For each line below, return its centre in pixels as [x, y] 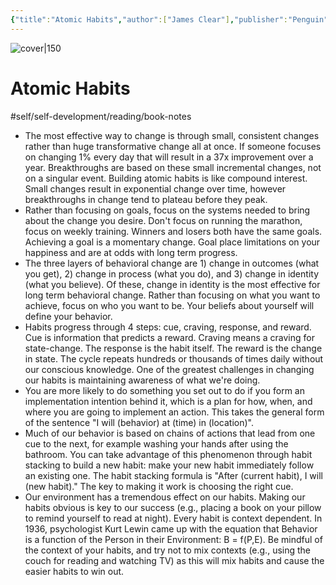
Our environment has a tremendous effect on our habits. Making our [165, 497]
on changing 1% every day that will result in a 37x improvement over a [169, 157]
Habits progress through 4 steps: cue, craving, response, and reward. [168, 327]
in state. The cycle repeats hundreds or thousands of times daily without [174, 358]
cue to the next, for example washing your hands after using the [156, 443]
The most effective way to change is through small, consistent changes [172, 135]
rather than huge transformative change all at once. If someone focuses [173, 146]
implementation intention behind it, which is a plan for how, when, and [168, 401]
